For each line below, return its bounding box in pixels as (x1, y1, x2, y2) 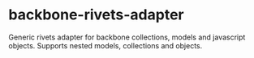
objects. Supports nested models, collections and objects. (8, 40, 203, 50)
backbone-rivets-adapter (8, 6, 184, 24)
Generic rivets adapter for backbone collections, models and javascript (8, 32, 246, 42)
